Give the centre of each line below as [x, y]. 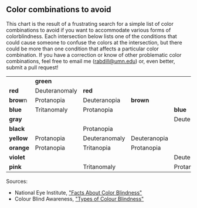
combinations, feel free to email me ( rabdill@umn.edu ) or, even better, [91, 61]
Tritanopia [97, 148]
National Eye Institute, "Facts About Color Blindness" [78, 192]
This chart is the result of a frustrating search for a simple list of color [90, 23]
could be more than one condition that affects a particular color [83, 49]
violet [17, 157]
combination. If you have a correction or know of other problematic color [94, 54]
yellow [18, 138]
